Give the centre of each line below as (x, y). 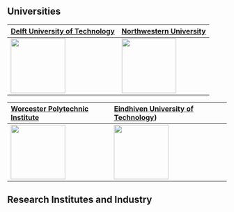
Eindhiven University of (154, 109)
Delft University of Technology (63, 31)
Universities (34, 12)
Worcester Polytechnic (50, 109)
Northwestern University (164, 31)
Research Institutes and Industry (80, 200)
